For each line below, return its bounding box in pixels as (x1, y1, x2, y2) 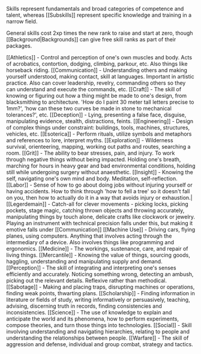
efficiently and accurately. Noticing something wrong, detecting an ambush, (6, 271, 194, 278)
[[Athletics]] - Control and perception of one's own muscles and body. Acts (6, 54, 193, 61)
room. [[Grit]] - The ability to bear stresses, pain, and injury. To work (6, 149, 175, 157)
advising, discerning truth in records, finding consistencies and (6, 302, 162, 310)
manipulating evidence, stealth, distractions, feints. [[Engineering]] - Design (6, 118, 194, 125)
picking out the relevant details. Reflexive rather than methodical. (6, 277, 167, 284)
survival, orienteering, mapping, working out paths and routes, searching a (6, 143, 191, 150)
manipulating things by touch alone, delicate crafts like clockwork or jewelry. (6, 213, 196, 220)
